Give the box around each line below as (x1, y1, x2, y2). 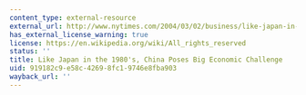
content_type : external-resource (9, 13, 137, 23)
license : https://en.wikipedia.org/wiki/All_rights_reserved (9, 38, 247, 48)
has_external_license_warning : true (9, 30, 148, 39)
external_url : (9, 22, 64, 31)
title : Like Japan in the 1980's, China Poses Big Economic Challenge (9, 55, 283, 64)
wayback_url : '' (9, 72, 71, 81)
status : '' (9, 47, 51, 56)
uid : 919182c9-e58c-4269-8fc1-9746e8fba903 (9, 64, 178, 73)
